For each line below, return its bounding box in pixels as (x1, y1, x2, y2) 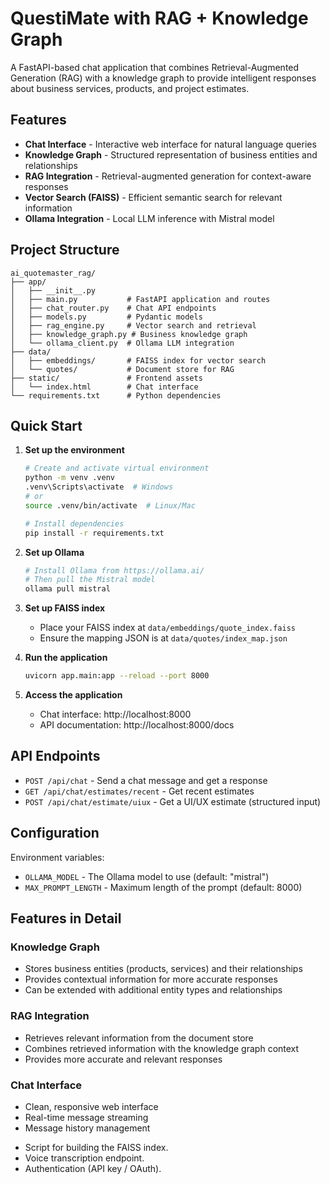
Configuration (10, 825, 100, 842)
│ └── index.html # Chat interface (10, 382, 199, 392)
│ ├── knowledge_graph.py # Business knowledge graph (10, 329, 248, 339)
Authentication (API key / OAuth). (24, 1162, 162, 1174)
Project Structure (10, 242, 120, 259)
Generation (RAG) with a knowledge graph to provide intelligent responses (10, 72, 317, 84)
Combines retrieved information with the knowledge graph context (24, 1042, 300, 1054)
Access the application (24, 689, 123, 701)
